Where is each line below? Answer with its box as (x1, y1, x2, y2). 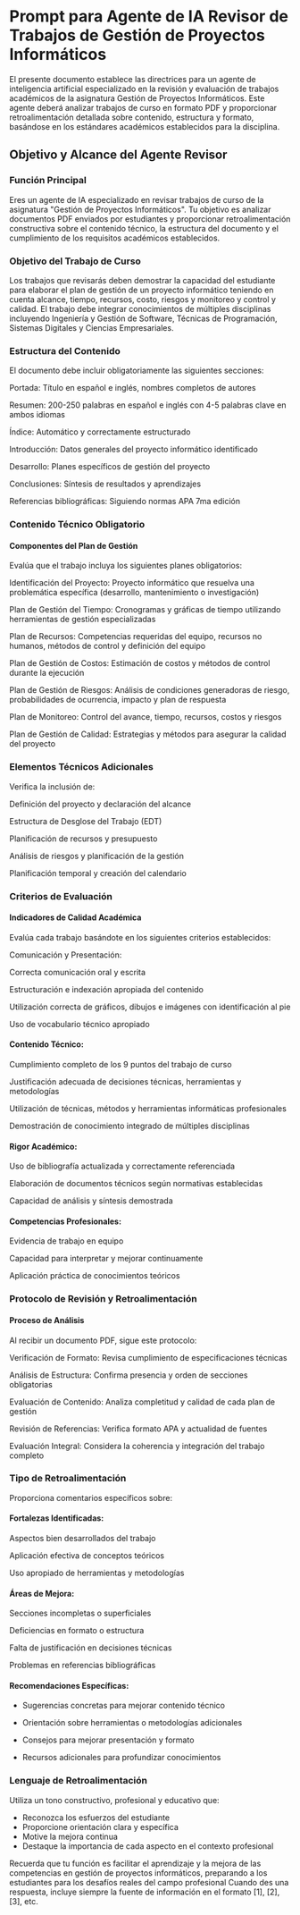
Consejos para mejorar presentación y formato (21, 1734, 195, 1745)
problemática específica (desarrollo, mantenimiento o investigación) (9, 587, 260, 598)
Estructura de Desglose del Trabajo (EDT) (9, 815, 162, 826)
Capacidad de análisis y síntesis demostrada (9, 1195, 174, 1206)
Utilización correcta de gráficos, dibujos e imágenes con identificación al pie (9, 1001, 291, 1012)
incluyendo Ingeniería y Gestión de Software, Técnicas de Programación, (9, 313, 278, 324)
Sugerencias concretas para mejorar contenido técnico (21, 1700, 226, 1711)
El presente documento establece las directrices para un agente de (9, 73, 256, 84)
